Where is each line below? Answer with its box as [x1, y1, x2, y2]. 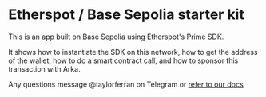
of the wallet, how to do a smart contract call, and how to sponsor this [8, 56, 239, 65]
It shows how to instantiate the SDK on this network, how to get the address [8, 47, 258, 56]
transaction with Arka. [8, 64, 81, 73]
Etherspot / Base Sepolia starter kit [8, 6, 245, 24]
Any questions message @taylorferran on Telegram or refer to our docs [8, 80, 244, 89]
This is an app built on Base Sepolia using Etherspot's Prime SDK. [8, 32, 224, 41]
